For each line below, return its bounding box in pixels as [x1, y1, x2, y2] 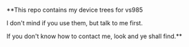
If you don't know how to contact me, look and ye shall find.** [6, 32, 183, 40]
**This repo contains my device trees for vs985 [6, 6, 143, 14]
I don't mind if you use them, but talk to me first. [6, 19, 143, 27]
